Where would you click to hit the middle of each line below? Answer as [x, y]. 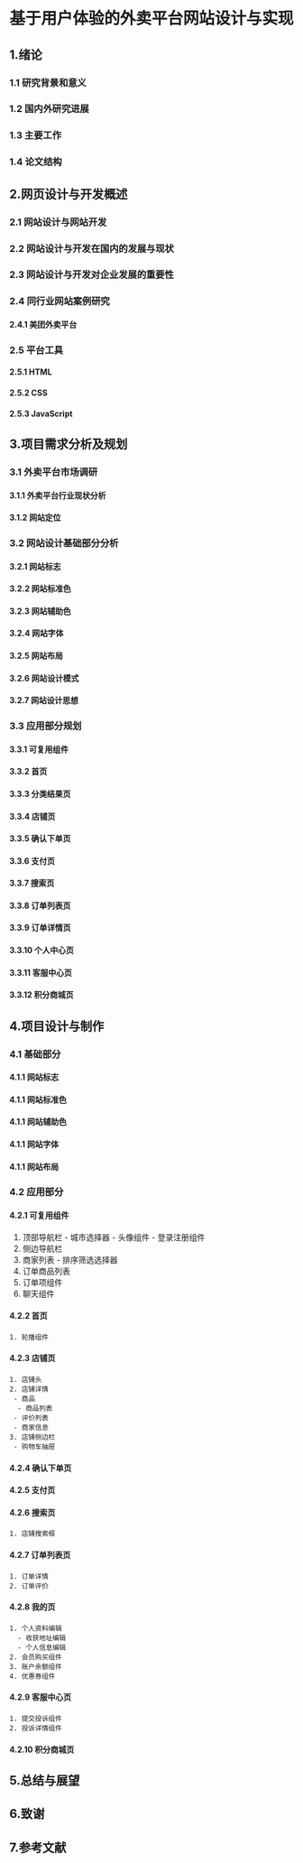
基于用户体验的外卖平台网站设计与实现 [152, 19]
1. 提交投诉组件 [36, 1719]
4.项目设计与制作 [57, 1026]
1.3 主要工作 [36, 135]
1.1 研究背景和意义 [48, 82]
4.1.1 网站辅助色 [38, 1122]
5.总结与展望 [45, 1780]
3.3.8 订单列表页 [40, 905]
